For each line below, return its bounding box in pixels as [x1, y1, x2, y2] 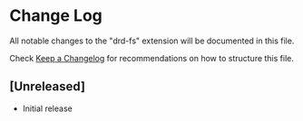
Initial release [22, 103, 73, 114]
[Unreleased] [9, 79, 86, 95]
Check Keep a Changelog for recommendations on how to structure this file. [9, 52, 295, 63]
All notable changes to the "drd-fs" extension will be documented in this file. [9, 35, 295, 46]
